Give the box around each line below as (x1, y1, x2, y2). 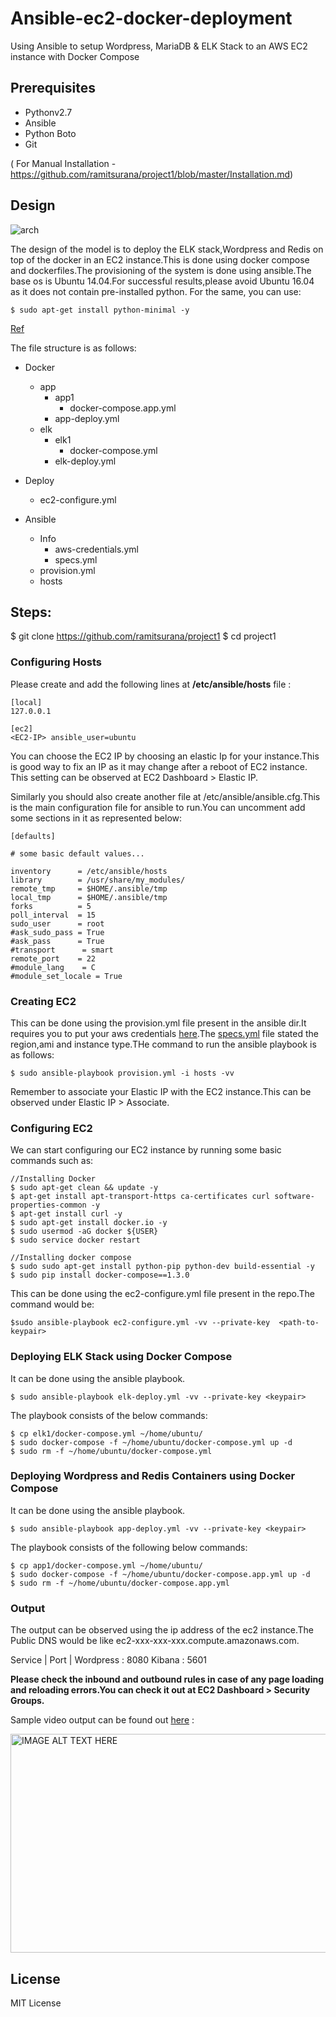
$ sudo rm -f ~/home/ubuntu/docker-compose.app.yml (10, 1578, 230, 1588)
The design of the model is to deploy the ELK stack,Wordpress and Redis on (10, 243, 324, 255)
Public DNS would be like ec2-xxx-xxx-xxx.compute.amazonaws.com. (10, 1635, 300, 1647)
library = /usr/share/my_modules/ (10, 875, 186, 885)
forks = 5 (10, 901, 92, 911)
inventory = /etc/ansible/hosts (10, 866, 168, 876)
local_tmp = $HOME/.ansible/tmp (10, 892, 168, 902)
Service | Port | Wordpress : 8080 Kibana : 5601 (10, 1654, 208, 1666)
